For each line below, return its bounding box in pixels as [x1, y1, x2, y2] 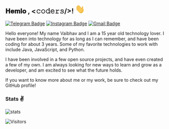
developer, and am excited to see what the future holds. [5, 67, 123, 73]
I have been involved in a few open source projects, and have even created [5, 56, 163, 62]
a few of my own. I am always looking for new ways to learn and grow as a [5, 61, 162, 68]
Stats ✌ [5, 95, 25, 102]
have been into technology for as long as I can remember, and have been [5, 36, 159, 42]
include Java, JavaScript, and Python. [5, 46, 85, 52]
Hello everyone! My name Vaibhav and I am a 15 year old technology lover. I [5, 30, 164, 36]
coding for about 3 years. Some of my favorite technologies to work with [5, 41, 158, 47]
